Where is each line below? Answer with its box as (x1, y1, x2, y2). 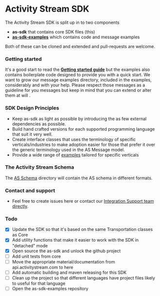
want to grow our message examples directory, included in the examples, (5, 77, 152, 83)
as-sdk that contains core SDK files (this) (12, 29, 95, 35)
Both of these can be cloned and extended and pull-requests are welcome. (5, 43, 156, 49)
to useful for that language (12, 280, 66, 286)
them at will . (5, 92, 31, 98)
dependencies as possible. (12, 121, 66, 127)
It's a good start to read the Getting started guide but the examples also (5, 67, 150, 72)
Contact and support (5, 187, 55, 194)
